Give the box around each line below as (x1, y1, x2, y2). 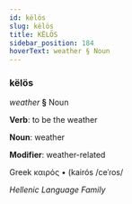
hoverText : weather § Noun (9, 47, 110, 56)
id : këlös (9, 13, 47, 23)
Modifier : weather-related (9, 150, 106, 161)
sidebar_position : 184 (9, 38, 94, 48)
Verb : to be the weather (9, 115, 98, 125)
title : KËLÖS (9, 30, 58, 39)
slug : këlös (9, 22, 54, 31)
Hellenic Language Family (9, 184, 106, 195)
